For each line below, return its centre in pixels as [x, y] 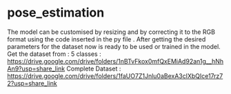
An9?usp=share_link [36, 68]
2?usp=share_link [32, 83]
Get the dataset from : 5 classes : [54, 54]
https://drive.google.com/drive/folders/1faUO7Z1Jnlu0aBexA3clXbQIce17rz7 [115, 76]
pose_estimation [56, 13]
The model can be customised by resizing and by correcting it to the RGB [111, 32]
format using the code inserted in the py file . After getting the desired [107, 39]
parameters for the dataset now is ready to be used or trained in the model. [114, 46]
